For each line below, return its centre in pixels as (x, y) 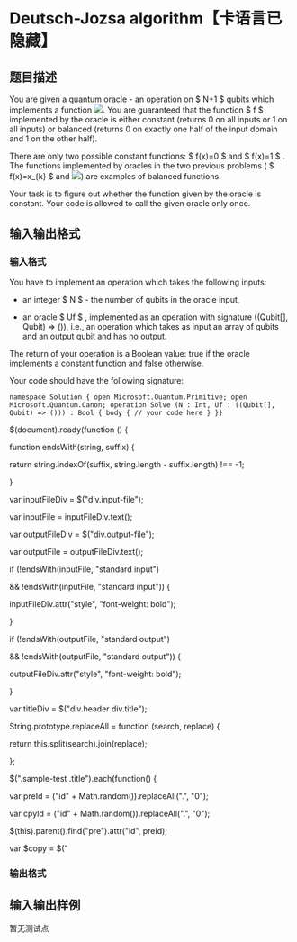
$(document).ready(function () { (69, 430)
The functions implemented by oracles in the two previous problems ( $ (142, 166)
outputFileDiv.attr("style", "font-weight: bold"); (95, 674)
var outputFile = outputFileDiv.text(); (76, 551)
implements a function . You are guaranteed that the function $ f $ (136, 110)
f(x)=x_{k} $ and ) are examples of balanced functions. (116, 176)
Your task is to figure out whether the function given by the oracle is (135, 194)
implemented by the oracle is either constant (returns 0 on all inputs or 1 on (148, 119)
